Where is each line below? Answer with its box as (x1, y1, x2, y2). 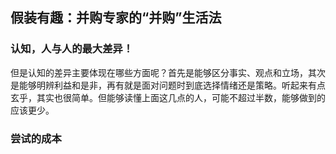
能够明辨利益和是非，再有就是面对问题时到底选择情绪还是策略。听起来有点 (18, 79, 326, 91)
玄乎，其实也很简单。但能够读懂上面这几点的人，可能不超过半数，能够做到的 (10, 91, 326, 103)
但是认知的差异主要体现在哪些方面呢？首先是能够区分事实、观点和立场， (10, 66, 308, 78)
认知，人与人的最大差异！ (10, 42, 134, 56)
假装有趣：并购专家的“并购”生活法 (10, 9, 222, 27)
